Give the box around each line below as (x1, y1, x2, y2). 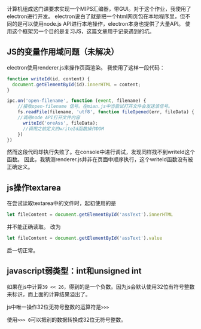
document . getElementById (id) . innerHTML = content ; (12, 82, 141, 87)
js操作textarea (7, 182, 62, 193)
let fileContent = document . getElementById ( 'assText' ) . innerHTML (7, 212, 173, 218)
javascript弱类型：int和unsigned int (7, 266, 142, 276)
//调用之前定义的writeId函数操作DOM (22, 125, 104, 132)
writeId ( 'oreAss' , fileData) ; (22, 120, 98, 126)
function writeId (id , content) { (7, 76, 90, 82)
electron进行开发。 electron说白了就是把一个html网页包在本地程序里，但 (7, 13, 185, 20)
